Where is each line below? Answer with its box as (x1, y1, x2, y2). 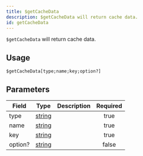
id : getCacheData (6, 19, 49, 25)
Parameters (6, 84, 50, 94)
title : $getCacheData (6, 8, 59, 15)
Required (96, 102, 122, 109)
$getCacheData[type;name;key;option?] (6, 68, 101, 74)
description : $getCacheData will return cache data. (6, 14, 138, 20)
